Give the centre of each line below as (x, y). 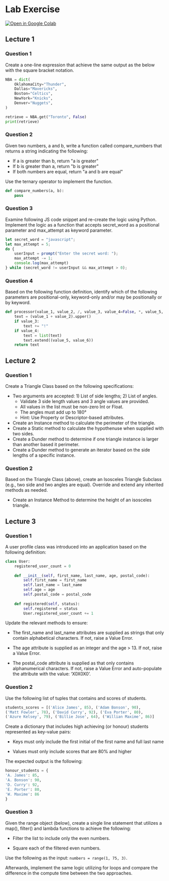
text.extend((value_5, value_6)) (59, 340)
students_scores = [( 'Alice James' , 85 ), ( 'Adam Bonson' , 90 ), (73, 707)
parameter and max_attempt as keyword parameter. (59, 230)
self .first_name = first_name (55, 580)
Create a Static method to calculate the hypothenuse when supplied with (88, 428)
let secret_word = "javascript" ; (40, 239)
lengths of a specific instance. (44, 455)
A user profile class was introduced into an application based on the (76, 546)
